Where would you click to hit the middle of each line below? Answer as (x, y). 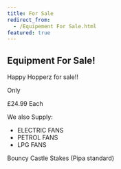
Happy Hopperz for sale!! (43, 77)
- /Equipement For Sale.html (55, 26)
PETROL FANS (37, 137)
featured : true (29, 33)
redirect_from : (29, 20)
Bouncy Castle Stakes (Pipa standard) (61, 158)
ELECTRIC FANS (40, 131)
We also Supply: (30, 117)
